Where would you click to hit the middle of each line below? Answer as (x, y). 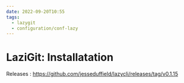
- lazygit (23, 23)
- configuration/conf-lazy (45, 28)
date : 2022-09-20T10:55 (36, 12)
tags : (13, 17)
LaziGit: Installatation (60, 58)
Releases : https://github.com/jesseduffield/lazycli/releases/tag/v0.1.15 (92, 74)
